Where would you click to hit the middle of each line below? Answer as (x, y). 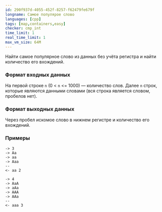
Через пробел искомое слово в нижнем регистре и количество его (77, 120)
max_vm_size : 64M (23, 42)
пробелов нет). (21, 96)
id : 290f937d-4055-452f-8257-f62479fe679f (50, 10)
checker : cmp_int (23, 28)
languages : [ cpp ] (23, 19)
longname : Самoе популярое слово (40, 14)
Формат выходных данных (40, 109)
